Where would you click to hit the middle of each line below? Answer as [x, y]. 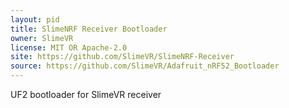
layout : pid [35, 19]
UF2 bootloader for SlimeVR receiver [86, 94]
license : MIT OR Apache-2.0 [69, 47]
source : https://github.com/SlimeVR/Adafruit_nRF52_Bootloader [145, 66]
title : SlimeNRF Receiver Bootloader [89, 29]
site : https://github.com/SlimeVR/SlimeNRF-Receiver [122, 57]
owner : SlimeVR [42, 38]
